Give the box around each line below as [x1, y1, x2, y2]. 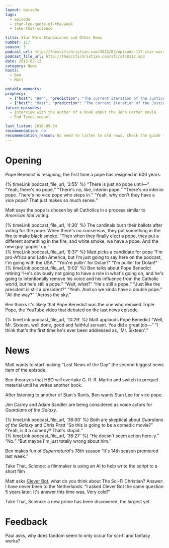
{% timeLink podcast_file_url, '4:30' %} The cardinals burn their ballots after [5, 222, 162, 228]
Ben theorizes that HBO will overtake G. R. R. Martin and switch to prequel [5, 376, 158, 383]
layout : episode [5, 7, 39, 13]
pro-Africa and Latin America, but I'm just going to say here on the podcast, [5, 254, 162, 260]
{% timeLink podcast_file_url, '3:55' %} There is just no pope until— [5, 181, 147, 187]
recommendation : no [5, 128, 46, 133]
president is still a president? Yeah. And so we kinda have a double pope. [5, 286, 160, 292]
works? [5, 538, 21, 544]
